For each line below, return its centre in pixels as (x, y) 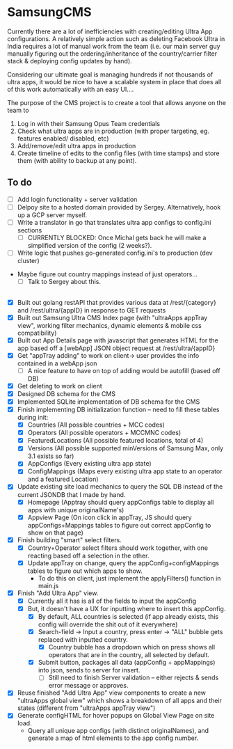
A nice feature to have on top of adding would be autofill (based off (124, 370)
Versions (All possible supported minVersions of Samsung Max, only (126, 448)
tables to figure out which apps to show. (85, 571)
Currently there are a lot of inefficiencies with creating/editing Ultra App (110, 31)
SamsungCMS (49, 12)
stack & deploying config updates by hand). (70, 61)
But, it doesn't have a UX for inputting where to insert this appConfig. (127, 608)
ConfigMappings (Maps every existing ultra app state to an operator (125, 471)
